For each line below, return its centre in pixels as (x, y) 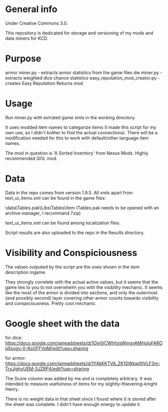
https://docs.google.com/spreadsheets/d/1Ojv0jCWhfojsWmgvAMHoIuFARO (84, 343)
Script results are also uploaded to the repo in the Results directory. (75, 232)
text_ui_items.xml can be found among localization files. (63, 223)
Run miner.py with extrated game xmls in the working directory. (71, 117)
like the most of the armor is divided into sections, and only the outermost (81, 292)
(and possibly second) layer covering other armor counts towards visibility (82, 298)
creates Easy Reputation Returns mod (44, 83)
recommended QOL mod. (31, 158)
